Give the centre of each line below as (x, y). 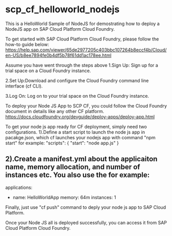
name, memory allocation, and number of (73, 167)
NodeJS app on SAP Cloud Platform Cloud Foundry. (60, 29)
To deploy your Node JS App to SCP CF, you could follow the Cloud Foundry (86, 105)
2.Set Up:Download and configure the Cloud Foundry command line (77, 80)
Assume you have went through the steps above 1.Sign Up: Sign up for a (82, 65)
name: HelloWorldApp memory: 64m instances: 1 (64, 197)
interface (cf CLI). (24, 86)
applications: (19, 187)
